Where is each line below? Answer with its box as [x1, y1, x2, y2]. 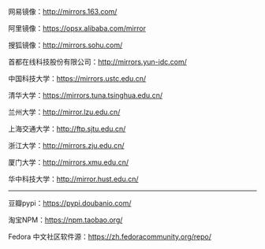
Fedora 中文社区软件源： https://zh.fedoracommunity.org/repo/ [8, 232, 211, 241]
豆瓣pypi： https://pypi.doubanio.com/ [8, 199, 132, 207]
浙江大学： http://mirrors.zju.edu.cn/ [8, 141, 125, 150]
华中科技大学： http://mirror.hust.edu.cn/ [8, 174, 140, 184]
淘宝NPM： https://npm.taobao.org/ [8, 215, 123, 225]
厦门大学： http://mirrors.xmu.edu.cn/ [8, 158, 129, 167]
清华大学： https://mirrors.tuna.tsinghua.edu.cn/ [8, 91, 163, 100]
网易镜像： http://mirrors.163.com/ [8, 7, 118, 16]
